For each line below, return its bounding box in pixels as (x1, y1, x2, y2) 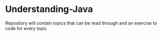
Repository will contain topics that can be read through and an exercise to (5, 20, 157, 26)
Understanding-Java (5, 3, 93, 15)
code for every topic (5, 25, 47, 31)
